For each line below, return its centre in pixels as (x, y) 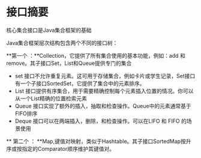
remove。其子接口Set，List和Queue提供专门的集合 (69, 63)
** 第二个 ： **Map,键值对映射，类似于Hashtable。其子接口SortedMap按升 (99, 141)
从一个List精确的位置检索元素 (51, 98)
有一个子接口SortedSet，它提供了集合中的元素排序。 (80, 83)
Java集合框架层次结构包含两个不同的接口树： (62, 43)
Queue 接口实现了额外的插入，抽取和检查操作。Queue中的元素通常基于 (103, 106)
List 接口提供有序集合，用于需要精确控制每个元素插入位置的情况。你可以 (104, 91)
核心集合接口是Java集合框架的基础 (49, 30)
